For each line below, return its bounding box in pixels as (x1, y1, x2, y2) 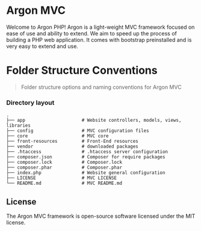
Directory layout (6, 98, 55, 107)
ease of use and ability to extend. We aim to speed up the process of (6, 29, 178, 37)
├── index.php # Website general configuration (6, 170, 165, 176)
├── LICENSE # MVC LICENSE (6, 175, 117, 181)
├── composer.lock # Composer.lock (6, 160, 122, 166)
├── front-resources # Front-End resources (6, 139, 138, 145)
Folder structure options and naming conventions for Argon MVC (20, 83, 182, 91)
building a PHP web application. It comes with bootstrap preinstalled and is (6, 36, 192, 43)
